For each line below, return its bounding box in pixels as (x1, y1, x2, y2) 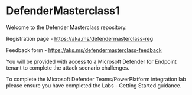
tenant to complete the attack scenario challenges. (6, 64, 130, 71)
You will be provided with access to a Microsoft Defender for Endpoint (6, 58, 177, 65)
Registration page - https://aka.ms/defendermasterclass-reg (6, 35, 154, 42)
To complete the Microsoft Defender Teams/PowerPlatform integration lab (6, 76, 186, 83)
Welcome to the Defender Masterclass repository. (6, 24, 127, 31)
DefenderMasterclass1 (6, 4, 120, 18)
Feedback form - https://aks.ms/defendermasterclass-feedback (6, 46, 162, 54)
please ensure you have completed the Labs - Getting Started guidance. (6, 81, 182, 89)
